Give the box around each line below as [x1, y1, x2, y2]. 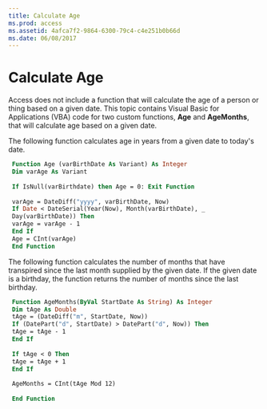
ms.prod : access [8, 19, 62, 27]
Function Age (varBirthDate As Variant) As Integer [11, 160, 188, 168]
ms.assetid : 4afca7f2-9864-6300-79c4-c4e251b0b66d [8, 26, 181, 34]
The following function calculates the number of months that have [8, 257, 225, 266]
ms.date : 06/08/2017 [8, 34, 78, 43]
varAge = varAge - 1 [11, 220, 81, 229]
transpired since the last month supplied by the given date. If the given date [8, 265, 257, 275]
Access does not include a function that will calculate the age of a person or [8, 95, 260, 105]
